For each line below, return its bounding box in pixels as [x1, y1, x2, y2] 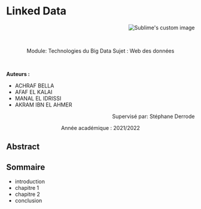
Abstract [6, 142, 40, 152]
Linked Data [6, 4, 67, 18]
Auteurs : [6, 70, 30, 77]
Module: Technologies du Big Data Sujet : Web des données [26, 47, 175, 54]
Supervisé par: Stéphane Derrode [112, 113, 195, 120]
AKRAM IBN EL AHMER [14, 101, 72, 108]
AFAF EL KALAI [14, 88, 53, 95]
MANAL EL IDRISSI [14, 95, 62, 102]
